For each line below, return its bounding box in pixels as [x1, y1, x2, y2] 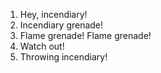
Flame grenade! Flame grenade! [19, 30, 152, 41]
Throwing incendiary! [19, 51, 108, 63]
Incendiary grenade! [19, 19, 104, 31]
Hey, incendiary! [19, 9, 88, 20]
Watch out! [19, 40, 65, 52]
